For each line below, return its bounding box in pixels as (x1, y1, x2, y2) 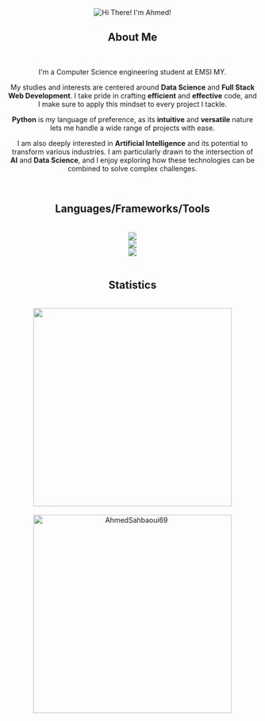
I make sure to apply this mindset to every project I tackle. (37, 99, 228, 109)
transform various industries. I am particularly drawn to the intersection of (12, 147, 253, 156)
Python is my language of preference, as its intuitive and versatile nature (11, 114, 254, 124)
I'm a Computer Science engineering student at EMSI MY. (38, 67, 227, 76)
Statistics (108, 278, 157, 292)
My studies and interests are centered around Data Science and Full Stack (10, 82, 255, 92)
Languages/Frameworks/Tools (54, 202, 211, 216)
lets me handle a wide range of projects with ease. (50, 123, 215, 132)
